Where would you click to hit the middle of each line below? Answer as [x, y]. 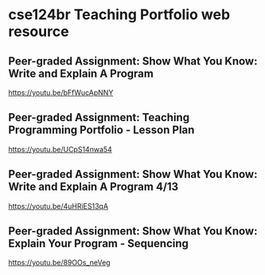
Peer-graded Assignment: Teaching [99, 118]
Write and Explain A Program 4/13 [94, 187]
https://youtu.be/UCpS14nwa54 [60, 149]
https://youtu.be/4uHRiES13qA [58, 206]
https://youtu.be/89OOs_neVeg [59, 263]
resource [39, 31]
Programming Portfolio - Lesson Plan [101, 130]
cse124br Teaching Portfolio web [119, 15]
